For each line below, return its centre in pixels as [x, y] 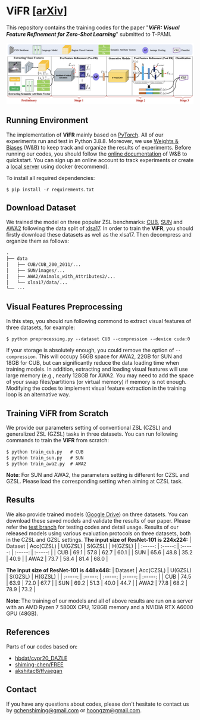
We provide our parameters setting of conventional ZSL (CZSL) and [89, 428]
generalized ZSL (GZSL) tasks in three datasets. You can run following [92, 434]
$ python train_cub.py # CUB [45, 452]
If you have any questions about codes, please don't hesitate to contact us [98, 704]
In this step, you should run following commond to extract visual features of [99, 321]
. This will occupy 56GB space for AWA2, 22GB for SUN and [109, 356]
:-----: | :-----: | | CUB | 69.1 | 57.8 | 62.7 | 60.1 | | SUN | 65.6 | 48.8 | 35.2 [104, 552]
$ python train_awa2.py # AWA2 [46, 464]
